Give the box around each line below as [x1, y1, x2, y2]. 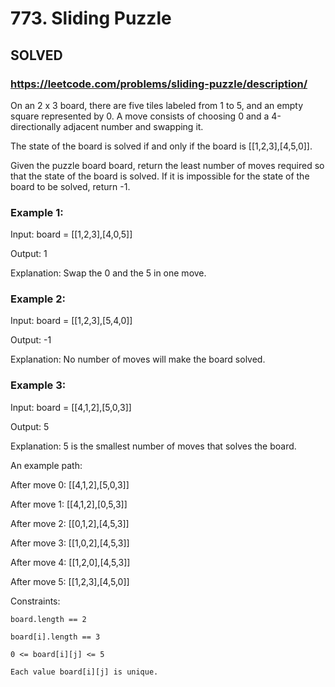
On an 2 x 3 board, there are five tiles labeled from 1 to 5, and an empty [10, 99, 304, 111]
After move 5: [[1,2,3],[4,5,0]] [10, 575, 130, 587]
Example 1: [10, 205, 64, 219]
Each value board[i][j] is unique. [10, 667, 159, 677]
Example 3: [10, 378, 67, 392]
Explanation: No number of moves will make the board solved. [10, 353, 266, 366]
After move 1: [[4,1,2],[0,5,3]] [10, 498, 128, 510]
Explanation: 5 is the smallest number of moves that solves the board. [10, 440, 297, 452]
